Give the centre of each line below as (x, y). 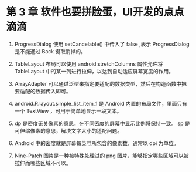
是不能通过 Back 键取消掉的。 (50, 51)
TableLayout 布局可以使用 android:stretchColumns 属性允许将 (89, 64)
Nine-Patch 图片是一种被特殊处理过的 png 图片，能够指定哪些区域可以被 (102, 156)
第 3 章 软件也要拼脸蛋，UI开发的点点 (95, 12)
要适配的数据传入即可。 (43, 91)
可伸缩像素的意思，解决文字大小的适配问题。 (68, 130)
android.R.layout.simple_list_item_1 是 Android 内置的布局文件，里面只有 (101, 103)
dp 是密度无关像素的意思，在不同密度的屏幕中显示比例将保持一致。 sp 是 (102, 123)
